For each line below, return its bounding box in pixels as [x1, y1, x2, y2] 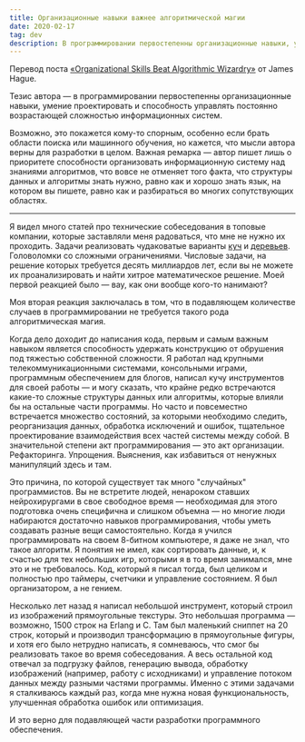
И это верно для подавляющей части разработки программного [9, 715, 261, 726]
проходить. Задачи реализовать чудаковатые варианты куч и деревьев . [9, 241, 290, 252]
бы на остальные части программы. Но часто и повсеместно [9, 401, 248, 412]
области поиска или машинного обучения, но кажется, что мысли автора [9, 137, 296, 148]
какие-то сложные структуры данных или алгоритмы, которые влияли [9, 391, 284, 402]
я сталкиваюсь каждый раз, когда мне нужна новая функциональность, [9, 688, 290, 698]
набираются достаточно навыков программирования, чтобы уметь [9, 515, 271, 527]
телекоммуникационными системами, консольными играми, [9, 362, 248, 373]
